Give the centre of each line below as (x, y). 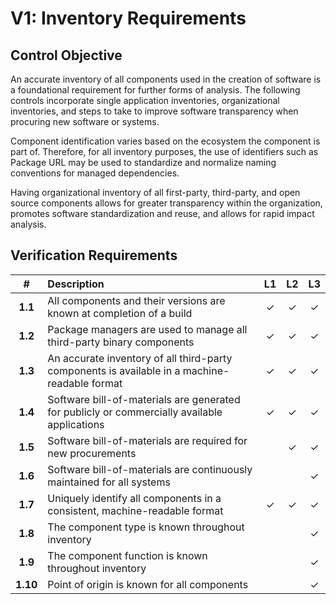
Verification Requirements (94, 255)
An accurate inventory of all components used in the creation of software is (166, 79)
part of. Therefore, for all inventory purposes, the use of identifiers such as (164, 151)
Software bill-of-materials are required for (147, 440)
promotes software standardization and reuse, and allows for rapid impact (162, 213)
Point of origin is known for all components (148, 584)
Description (76, 284)
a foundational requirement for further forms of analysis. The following (155, 90)
